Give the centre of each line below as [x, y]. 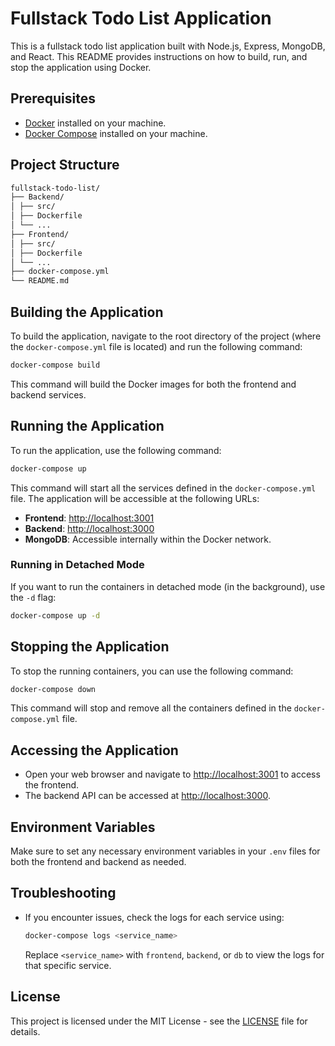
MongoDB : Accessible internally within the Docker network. [148, 539]
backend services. [48, 394]
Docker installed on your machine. [95, 123]
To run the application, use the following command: [116, 450]
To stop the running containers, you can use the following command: [152, 671]
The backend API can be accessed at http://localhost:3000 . [147, 796]
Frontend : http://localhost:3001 [89, 518]
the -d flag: [33, 597]
